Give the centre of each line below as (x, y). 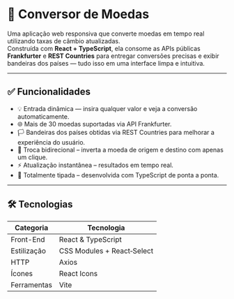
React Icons (78, 273)
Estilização (29, 251)
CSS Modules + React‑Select (106, 251)
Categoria (32, 228)
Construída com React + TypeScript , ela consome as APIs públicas (104, 48)
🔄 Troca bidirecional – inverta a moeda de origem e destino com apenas (120, 149)
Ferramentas (31, 284)
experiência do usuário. (51, 142)
